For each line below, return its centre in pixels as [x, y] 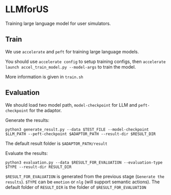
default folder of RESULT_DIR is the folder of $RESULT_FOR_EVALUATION [76, 187]
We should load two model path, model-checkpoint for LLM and [71, 105]
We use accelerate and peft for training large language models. [72, 51]
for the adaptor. [46, 110]
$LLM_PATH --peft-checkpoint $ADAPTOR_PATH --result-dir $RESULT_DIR [81, 134]
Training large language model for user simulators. [58, 23]
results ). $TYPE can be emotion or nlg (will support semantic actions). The [83, 182]
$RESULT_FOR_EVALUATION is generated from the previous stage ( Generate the [85, 176]
